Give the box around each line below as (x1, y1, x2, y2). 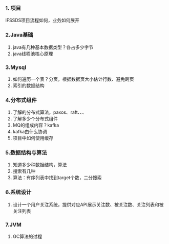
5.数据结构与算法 (5, 149, 47, 156)
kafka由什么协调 (12, 129, 48, 135)
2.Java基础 (5, 31, 33, 39)
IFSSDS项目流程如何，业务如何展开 (5, 17, 80, 24)
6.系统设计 (5, 189, 32, 196)
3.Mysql (5, 63, 27, 71)
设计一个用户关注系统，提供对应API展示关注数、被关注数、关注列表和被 (12, 201, 164, 207)
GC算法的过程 (12, 233, 43, 240)
